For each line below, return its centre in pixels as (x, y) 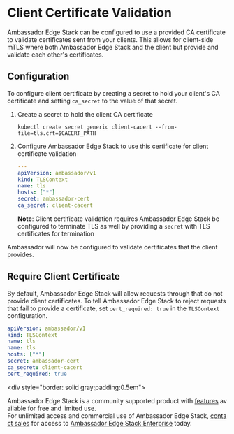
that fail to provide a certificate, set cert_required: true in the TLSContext (114, 308)
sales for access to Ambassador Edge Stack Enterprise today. (103, 423)
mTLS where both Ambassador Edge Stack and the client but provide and (113, 47)
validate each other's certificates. (56, 55)
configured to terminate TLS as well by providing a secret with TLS (114, 226)
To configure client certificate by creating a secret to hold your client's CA (114, 93)
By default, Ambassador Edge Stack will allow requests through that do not (115, 293)
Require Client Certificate (64, 276)
